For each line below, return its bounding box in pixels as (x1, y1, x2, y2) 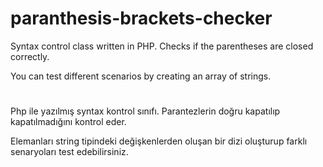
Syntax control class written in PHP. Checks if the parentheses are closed (10, 40, 314, 52)
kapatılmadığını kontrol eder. (10, 116, 127, 128)
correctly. (10, 50, 50, 62)
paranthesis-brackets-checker (10, 7, 273, 30)
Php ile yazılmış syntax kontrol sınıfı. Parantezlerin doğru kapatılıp (10, 105, 281, 117)
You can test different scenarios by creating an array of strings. (10, 70, 272, 82)
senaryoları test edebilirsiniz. (10, 146, 129, 158)
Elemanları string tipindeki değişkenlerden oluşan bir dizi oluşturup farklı (10, 135, 308, 147)
